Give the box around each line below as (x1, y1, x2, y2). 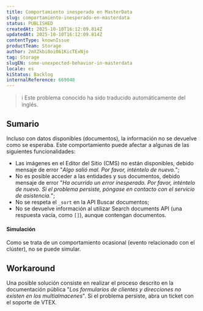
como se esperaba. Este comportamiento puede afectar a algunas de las (6, 141, 190, 148)
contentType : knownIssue (6, 37, 70, 43)
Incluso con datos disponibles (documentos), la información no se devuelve (6, 135, 197, 142)
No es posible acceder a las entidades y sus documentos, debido (15, 172, 180, 180)
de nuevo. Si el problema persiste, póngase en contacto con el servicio (15, 185, 195, 193)
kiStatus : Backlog (6, 71, 53, 77)
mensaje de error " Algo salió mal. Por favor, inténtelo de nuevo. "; (15, 166, 180, 173)
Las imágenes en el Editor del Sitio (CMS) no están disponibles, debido (15, 159, 194, 166)
